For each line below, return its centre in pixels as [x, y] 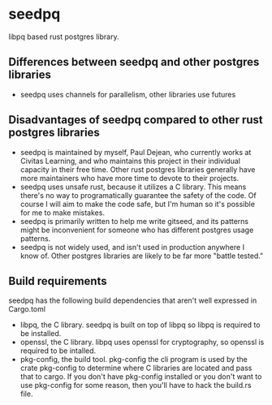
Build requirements [58, 281]
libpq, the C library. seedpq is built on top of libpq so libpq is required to [140, 325]
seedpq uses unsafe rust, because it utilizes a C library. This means [133, 187]
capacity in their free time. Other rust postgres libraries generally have [138, 169]
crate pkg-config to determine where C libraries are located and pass [136, 368]
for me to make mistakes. [63, 213]
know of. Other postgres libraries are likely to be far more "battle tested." [142, 256]
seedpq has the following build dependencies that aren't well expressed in [133, 300]
